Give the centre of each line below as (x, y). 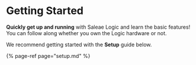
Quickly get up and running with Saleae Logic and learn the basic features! (98, 27)
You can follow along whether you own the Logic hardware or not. (86, 33)
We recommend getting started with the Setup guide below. (79, 45)
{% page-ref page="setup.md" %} (48, 56)
